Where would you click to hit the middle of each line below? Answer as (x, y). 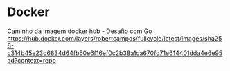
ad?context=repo (32, 60)
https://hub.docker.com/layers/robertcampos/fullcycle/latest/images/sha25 (115, 38)
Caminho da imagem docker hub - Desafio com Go (80, 31)
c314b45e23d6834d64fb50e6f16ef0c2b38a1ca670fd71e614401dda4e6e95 (115, 53)
